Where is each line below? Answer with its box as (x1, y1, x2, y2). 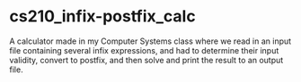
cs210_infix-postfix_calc (9, 6, 196, 27)
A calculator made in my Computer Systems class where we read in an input (9, 36, 292, 46)
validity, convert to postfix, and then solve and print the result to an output (9, 54, 284, 65)
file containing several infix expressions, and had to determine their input (9, 45, 279, 55)
